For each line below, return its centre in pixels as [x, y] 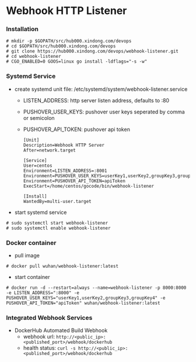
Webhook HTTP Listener [66, 11]
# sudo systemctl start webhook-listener [57, 223]
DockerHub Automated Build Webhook [61, 330]
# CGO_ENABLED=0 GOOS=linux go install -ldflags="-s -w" [77, 62]
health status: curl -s [49, 348]
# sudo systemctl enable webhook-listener [58, 228]
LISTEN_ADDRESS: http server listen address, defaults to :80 [96, 100]
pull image [27, 256]
